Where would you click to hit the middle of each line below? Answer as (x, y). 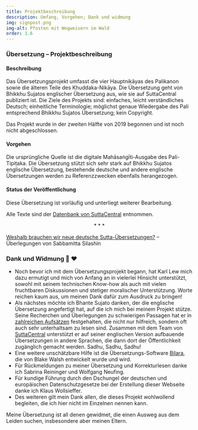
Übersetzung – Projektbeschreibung (59, 54)
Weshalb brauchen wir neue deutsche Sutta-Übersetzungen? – (83, 237)
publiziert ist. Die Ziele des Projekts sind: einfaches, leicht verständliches (95, 100)
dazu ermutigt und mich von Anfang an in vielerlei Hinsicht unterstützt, (101, 278)
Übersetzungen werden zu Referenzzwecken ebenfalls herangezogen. (92, 176)
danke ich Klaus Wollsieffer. (48, 390)
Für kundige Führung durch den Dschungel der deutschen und (91, 378)
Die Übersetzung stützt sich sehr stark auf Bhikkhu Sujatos (100, 164)
